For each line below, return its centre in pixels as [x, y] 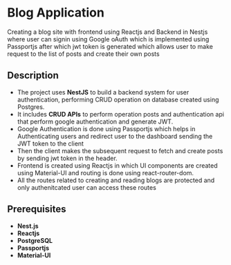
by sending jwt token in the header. [67, 158]
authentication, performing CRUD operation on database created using [118, 99]
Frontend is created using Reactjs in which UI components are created [117, 165]
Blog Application [56, 13]
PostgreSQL [35, 240]
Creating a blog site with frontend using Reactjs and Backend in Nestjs [108, 32]
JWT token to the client [50, 144]
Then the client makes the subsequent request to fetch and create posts [120, 150]
